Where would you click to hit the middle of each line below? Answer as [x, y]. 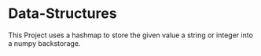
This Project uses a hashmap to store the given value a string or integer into [131, 35]
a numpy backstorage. [44, 43]
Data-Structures [62, 14]
